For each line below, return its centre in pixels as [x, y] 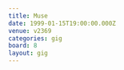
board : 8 [23, 46]
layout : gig [28, 53]
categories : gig [35, 38]
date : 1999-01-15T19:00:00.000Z [62, 23]
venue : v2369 [30, 31]
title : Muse [28, 16]
